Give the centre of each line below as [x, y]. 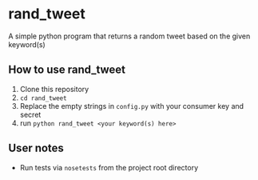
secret [30, 114]
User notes [36, 148]
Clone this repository [54, 89]
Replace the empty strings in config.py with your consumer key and [132, 106]
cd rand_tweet [43, 98]
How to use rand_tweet [67, 70]
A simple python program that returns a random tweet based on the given [129, 36]
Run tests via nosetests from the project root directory [109, 167]
